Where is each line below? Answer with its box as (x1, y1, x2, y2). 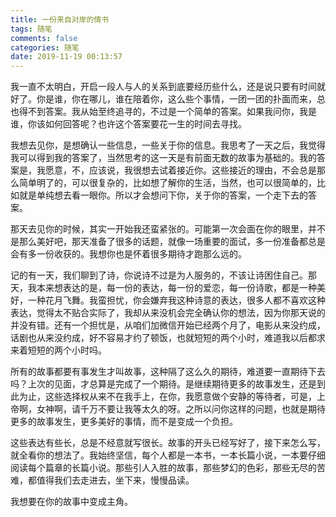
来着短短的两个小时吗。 (10, 344, 107, 356)
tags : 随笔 (10, 24, 53, 34)
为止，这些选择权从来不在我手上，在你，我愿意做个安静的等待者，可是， (18, 391, 317, 403)
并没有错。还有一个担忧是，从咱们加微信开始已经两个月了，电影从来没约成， (10, 319, 326, 331)
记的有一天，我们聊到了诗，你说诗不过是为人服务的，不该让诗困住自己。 (10, 269, 308, 281)
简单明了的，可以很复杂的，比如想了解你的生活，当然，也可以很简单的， (18, 177, 317, 189)
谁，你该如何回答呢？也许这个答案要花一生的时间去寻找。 (10, 118, 247, 130)
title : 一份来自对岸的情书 (10, 14, 110, 25)
